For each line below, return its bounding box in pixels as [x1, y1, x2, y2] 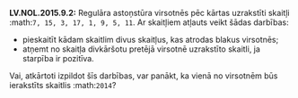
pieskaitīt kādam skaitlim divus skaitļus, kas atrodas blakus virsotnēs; [22, 35, 279, 45]
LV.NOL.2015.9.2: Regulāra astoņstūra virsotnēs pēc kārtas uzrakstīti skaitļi [9, 8, 290, 18]
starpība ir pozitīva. [22, 53, 94, 63]
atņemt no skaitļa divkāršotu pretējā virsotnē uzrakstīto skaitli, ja [22, 44, 260, 54]
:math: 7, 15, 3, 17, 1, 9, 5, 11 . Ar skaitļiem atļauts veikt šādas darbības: [9, 17, 289, 28]
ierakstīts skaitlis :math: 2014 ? [9, 80, 117, 90]
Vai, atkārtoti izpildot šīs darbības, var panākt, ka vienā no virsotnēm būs [9, 70, 278, 81]
